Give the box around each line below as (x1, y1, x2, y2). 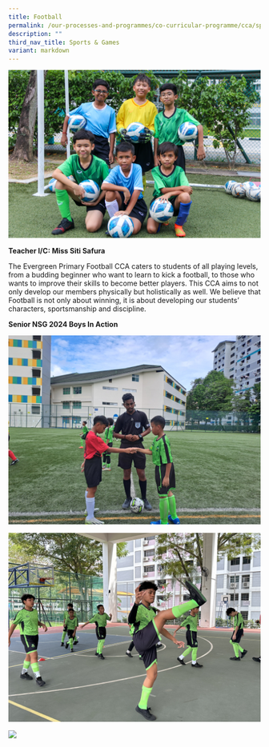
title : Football (8, 13, 62, 21)
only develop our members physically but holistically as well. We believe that (8, 286, 262, 296)
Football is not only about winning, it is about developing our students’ (8, 295, 240, 305)
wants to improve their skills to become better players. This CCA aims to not (8, 278, 259, 288)
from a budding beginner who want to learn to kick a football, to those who (8, 270, 255, 279)
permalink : (8, 21, 45, 30)
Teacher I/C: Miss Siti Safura (8, 246, 106, 255)
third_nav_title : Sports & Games (8, 38, 120, 46)
